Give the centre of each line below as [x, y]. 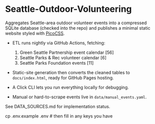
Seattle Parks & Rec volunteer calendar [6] [63, 57]
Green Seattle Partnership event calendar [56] [67, 52]
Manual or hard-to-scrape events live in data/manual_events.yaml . [79, 97]
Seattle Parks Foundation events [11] [57, 63]
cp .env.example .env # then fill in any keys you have [59, 116]
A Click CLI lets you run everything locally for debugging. [71, 87]
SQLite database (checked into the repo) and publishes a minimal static [78, 28]
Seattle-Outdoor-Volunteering [69, 9]
